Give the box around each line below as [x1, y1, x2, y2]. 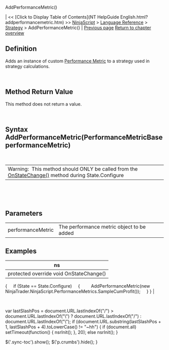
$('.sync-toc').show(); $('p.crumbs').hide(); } [5, 339, 98, 345]
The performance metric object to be [58, 223, 146, 230]
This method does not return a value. [5, 101, 82, 107]
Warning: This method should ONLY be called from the [8, 165, 138, 172]
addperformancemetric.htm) [5, 20, 64, 25]
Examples [5, 246, 37, 255]
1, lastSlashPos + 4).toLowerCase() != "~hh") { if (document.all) [5, 324, 137, 330]
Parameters [5, 209, 43, 218]
